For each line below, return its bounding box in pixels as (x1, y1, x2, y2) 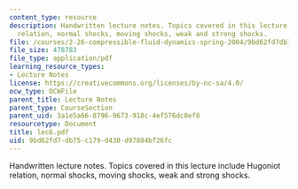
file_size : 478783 (9, 46, 77, 55)
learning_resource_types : (9, 63, 105, 72)
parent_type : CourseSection (9, 103, 114, 112)
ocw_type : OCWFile (9, 87, 77, 95)
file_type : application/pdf (9, 54, 114, 63)
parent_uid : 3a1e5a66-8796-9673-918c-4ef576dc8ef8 (9, 111, 200, 120)
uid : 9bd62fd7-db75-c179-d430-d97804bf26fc (9, 136, 173, 145)
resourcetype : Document (9, 120, 98, 129)
